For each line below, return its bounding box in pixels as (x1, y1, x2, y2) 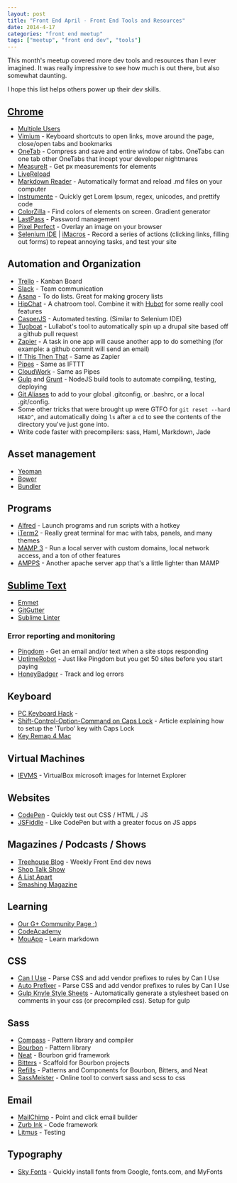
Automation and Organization (7, 258, 141, 270)
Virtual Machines (7, 752, 85, 765)
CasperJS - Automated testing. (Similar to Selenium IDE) (17, 314, 182, 323)
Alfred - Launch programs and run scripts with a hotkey (17, 521, 180, 530)
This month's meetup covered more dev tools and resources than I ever (7, 56, 216, 65)
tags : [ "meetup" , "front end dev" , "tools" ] (7, 37, 141, 44)
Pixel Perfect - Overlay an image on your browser (17, 222, 162, 231)
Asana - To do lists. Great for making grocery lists (17, 291, 163, 300)
